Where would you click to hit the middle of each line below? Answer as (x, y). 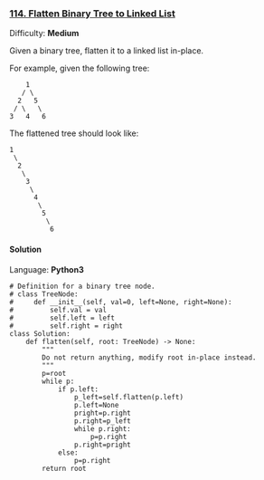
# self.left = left (62, 318)
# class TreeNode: (44, 294)
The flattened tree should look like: (74, 133)
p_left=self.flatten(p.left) (128, 397)
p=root (54, 373)
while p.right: (102, 428)
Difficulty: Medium (44, 34)
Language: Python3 (47, 269)
